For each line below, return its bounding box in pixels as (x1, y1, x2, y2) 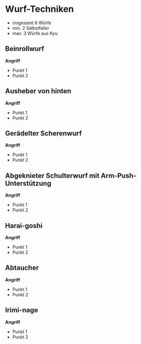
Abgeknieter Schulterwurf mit (5, 172, 100, 180)
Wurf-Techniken (5, 3, 74, 15)
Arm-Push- (100, 172, 137, 180)
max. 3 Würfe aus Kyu (12, 30, 58, 36)
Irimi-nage (5, 306, 38, 314)
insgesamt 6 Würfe (12, 20, 51, 26)
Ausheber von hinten (5, 87, 72, 95)
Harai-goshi (5, 221, 43, 230)
